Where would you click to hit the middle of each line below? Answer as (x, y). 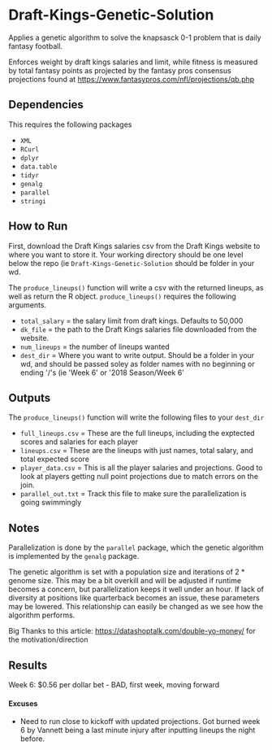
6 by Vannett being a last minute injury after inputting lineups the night (138, 730)
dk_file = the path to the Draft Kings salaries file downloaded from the (138, 329)
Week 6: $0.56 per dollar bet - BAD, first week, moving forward (114, 685)
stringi (33, 201)
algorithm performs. (42, 615)
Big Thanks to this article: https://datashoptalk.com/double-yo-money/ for (132, 631)
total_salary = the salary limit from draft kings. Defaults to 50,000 (132, 320)
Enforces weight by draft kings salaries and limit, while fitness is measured (133, 62)
